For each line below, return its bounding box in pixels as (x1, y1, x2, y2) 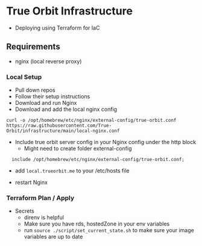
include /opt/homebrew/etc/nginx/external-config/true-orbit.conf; (11, 157, 185, 163)
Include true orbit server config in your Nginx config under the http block (14, 139, 197, 146)
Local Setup (6, 72, 42, 81)
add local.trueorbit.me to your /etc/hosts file (14, 167, 130, 174)
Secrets (14, 207, 34, 215)
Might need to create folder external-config (24, 145, 132, 152)
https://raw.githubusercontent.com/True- (6, 122, 112, 129)
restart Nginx (14, 179, 48, 186)
